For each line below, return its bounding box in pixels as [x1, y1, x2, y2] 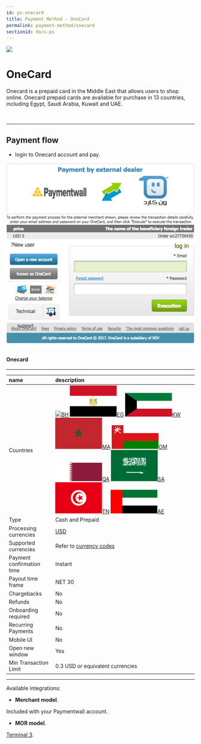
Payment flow [6, 135, 59, 145]
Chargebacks [8, 590, 42, 597]
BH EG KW [61, 411, 181, 419]
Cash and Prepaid [55, 516, 99, 524]
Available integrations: [6, 685, 61, 692]
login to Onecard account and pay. [14, 151, 100, 158]
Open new [8, 644, 35, 652]
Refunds [8, 598, 30, 605]
